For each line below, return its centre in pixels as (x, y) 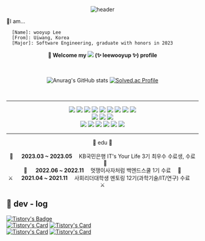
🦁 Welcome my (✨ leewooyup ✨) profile (103, 55)
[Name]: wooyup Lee (37, 32)
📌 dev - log (27, 204)
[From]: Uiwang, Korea (41, 38)
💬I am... (16, 21)
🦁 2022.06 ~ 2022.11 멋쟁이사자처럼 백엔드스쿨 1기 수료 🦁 (103, 170)
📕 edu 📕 (103, 142)
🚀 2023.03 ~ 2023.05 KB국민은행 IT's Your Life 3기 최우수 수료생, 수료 (103, 156)
